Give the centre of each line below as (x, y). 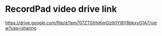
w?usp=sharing (21, 28)
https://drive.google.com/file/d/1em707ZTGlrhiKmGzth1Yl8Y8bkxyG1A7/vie (81, 23)
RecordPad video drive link (61, 9)
